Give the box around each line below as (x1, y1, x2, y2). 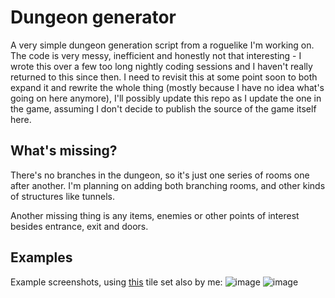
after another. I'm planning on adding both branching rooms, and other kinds (10, 179, 326, 191)
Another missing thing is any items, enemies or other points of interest (10, 209, 300, 221)
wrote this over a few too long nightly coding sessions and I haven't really (10, 60, 313, 72)
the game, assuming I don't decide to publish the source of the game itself (10, 102, 317, 115)
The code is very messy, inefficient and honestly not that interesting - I (10, 49, 302, 61)
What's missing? (10, 142, 118, 160)
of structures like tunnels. (10, 190, 116, 202)
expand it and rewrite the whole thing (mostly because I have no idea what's (10, 81, 325, 93)
